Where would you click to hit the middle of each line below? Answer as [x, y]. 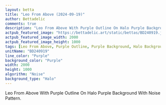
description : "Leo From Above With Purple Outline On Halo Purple [75, 28]
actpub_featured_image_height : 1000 [43, 42]
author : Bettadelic [25, 19]
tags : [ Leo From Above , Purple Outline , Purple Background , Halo [74, 47]
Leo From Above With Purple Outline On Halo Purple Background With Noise [83, 93]
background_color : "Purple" [34, 60]
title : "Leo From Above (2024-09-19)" [45, 14]
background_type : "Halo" [31, 79]
